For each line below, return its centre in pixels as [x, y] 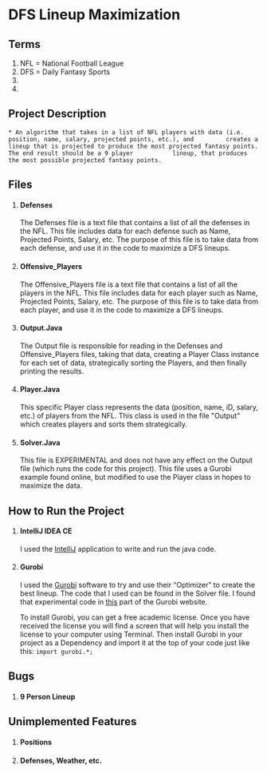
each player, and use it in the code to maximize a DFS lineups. [122, 310]
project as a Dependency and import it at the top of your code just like [135, 643]
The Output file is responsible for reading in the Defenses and [121, 346]
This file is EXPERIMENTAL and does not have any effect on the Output [136, 460]
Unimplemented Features [73, 721]
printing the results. [52, 371]
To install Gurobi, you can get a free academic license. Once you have [135, 617]
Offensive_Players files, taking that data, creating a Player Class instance [139, 354]
